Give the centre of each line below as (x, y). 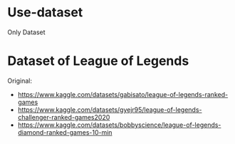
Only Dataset (26, 32)
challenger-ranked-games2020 (64, 117)
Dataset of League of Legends (98, 61)
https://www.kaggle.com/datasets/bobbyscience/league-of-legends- (119, 125)
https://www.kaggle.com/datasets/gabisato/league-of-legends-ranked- (123, 94)
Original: (20, 81)
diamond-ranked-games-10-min (65, 132)
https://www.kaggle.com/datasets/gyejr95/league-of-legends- (110, 109)
